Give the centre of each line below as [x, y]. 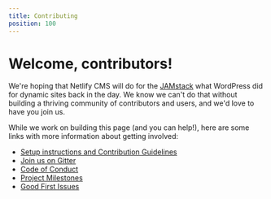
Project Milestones [51, 178]
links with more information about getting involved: [94, 136]
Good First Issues [50, 187]
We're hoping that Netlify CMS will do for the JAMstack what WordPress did [135, 86]
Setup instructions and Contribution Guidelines [98, 152]
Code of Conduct [49, 169]
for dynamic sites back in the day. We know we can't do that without [123, 95]
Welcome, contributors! [91, 64]
